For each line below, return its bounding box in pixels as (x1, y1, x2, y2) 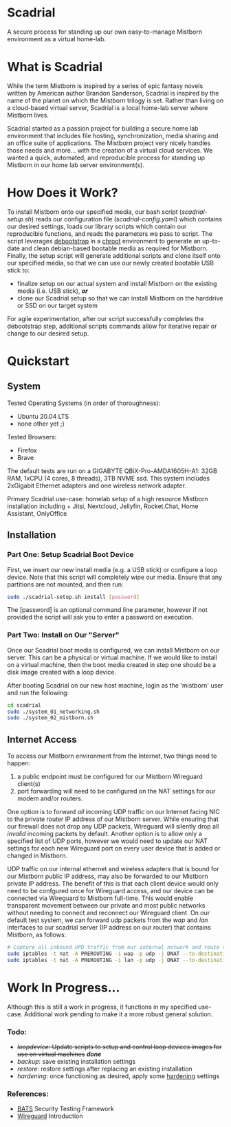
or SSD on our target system (16, 301, 98, 309)
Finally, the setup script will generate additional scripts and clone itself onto (7, 251, 221, 259)
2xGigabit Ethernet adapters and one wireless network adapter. (7, 481, 187, 490)
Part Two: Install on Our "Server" (7, 631, 120, 640)
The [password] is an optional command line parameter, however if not (7, 606, 208, 614)
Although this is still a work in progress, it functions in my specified (7, 1003, 197, 1011)
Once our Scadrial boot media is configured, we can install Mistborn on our (7, 646, 220, 654)
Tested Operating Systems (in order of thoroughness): (7, 399, 161, 407)
